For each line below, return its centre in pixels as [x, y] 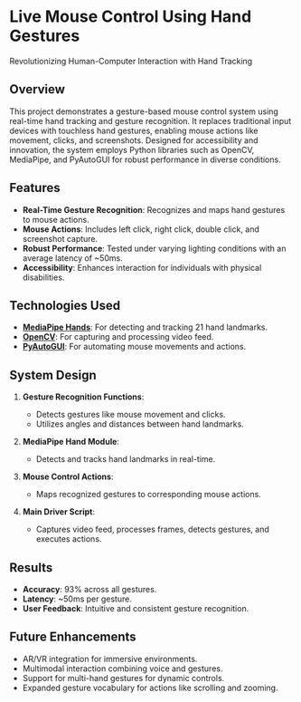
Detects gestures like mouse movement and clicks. [131, 415]
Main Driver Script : [58, 512]
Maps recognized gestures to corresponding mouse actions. [149, 495]
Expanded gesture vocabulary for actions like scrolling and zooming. [150, 688]
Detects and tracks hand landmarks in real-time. [126, 459]
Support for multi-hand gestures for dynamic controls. [123, 678]
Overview [38, 89]
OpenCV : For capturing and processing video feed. [118, 337]
